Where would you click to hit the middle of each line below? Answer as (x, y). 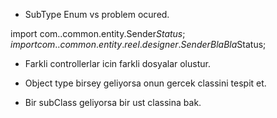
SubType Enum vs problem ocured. (97, 14)
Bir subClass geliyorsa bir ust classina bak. (113, 102)
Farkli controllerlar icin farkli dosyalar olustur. (117, 63)
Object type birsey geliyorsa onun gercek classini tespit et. (145, 83)
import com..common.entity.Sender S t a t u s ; (98, 33)
